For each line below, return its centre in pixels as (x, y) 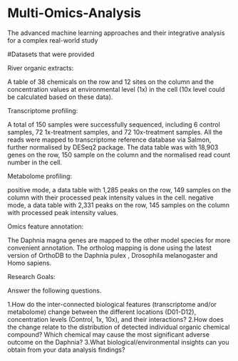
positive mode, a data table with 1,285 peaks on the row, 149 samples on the (119, 189)
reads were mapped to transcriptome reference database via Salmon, (109, 140)
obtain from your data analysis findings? (66, 350)
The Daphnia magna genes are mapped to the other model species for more (119, 240)
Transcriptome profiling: (43, 110)
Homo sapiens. (30, 263)
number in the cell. (35, 162)
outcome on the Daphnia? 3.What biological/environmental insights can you (118, 342)
